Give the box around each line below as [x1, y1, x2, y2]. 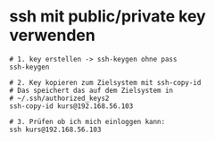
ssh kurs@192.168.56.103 [9, 125, 102, 134]
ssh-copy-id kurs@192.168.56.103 [9, 101, 134, 111]
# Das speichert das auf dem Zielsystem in [9, 86, 174, 95]
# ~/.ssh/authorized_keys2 [9, 94, 110, 103]
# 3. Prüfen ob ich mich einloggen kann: [9, 117, 166, 126]
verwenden [9, 25, 95, 46]
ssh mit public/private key [9, 6, 207, 27]
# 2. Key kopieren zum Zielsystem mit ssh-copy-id [9, 78, 202, 87]
